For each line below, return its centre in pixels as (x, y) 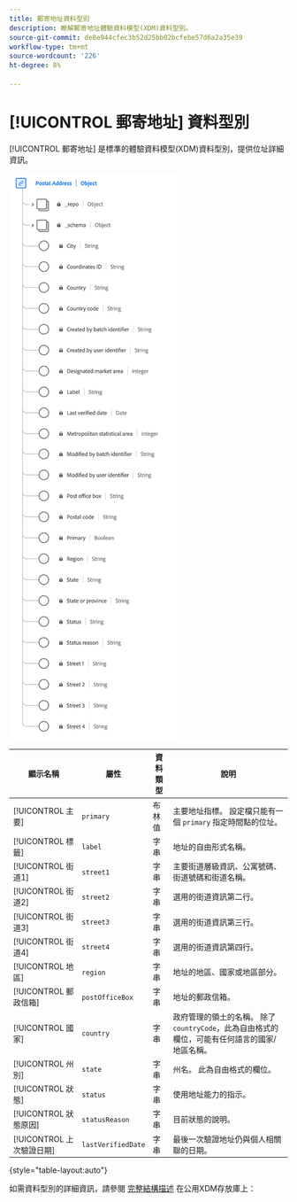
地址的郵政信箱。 (204, 997)
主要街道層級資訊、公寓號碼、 (227, 866)
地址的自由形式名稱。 (212, 847)
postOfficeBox (108, 997)
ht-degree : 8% (35, 66)
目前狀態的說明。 (204, 1120)
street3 (96, 923)
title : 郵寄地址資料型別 (49, 19)
